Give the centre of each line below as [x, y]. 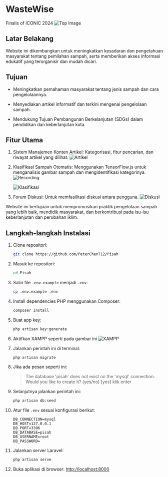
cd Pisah [22, 273]
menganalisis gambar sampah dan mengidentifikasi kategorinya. [79, 172]
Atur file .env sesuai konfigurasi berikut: [54, 410]
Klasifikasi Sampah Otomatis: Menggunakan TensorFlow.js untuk [79, 167]
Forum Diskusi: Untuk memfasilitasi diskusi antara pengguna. [76, 197]
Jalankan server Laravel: [38, 451]
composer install [31, 310]
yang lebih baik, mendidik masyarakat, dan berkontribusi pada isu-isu [77, 212]
